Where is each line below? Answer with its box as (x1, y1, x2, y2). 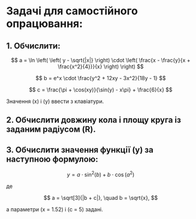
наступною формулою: (6, 154, 98, 164)
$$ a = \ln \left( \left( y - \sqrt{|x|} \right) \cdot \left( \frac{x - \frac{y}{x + (11, 57, 191, 63)
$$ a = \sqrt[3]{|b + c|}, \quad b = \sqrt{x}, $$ (43, 194, 158, 201)
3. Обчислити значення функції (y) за (6, 145, 154, 155)
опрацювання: (6, 17, 83, 31)
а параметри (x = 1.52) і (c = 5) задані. (6, 205, 104, 213)
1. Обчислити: (6, 41, 61, 51)
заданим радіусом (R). (6, 124, 96, 135)
